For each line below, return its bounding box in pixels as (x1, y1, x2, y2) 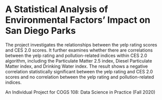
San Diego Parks (5, 25, 76, 36)
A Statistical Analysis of (5, 4, 108, 15)
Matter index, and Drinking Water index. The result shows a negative (5, 63, 148, 69)
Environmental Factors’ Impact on (5, 14, 151, 26)
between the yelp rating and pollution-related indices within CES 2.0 (5, 52, 148, 59)
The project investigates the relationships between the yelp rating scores (5, 41, 157, 47)
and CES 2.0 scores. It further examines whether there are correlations (5, 47, 153, 53)
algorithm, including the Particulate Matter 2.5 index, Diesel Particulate (5, 58, 152, 64)
